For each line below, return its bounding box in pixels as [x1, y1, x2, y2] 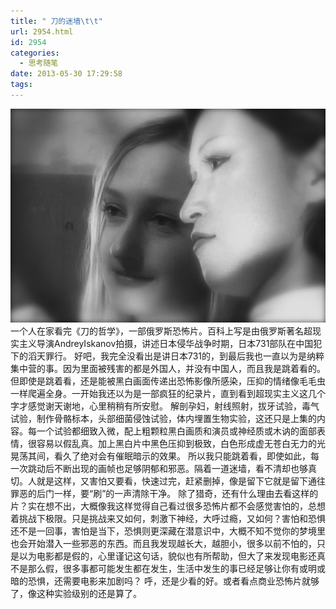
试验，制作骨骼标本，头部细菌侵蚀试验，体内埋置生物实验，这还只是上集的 [10, 413, 317, 425]
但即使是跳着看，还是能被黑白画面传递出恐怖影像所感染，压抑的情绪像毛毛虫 [10, 375, 326, 387]
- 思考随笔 [19, 58, 59, 69]
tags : [10, 80, 33, 90]
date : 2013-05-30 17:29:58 [10, 69, 123, 79]
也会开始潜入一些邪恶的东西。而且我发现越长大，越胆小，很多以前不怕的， [10, 538, 317, 550]
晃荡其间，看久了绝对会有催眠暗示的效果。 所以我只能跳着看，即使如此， [10, 450, 311, 462]
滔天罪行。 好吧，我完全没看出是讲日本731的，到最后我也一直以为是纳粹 [27, 350, 325, 362]
